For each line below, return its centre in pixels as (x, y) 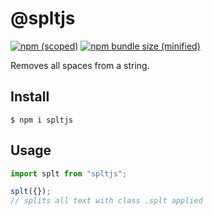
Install (30, 97)
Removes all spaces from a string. (80, 65)
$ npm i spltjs (42, 120)
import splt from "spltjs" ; (69, 173)
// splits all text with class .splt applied (106, 201)
